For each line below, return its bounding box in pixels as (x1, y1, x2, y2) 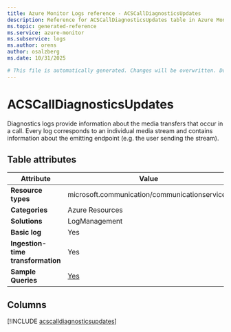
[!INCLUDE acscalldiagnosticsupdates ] (7, 317, 117, 326)
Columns (7, 299, 47, 311)
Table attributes (7, 154, 77, 165)
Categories (10, 205, 48, 215)
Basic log (10, 228, 42, 237)
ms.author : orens (7, 42, 57, 49)
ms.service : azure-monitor (7, 29, 85, 36)
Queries (10, 276, 38, 285)
